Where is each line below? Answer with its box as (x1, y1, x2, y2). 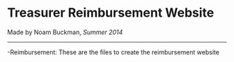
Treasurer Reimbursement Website (7, 5, 214, 21)
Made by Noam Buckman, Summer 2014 (7, 28, 123, 36)
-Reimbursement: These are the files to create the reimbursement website (7, 47, 219, 56)
